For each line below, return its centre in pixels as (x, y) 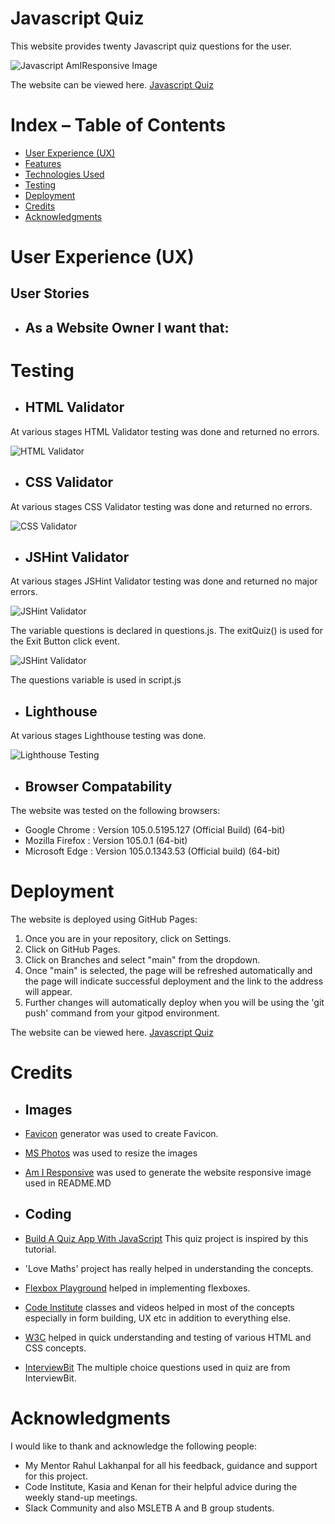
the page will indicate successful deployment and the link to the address (174, 981)
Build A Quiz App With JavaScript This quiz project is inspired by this (166, 1238)
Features (43, 163)
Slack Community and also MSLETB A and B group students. (149, 1508)
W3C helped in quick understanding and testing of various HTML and (168, 1337)
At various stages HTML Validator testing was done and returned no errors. (165, 431)
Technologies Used (64, 174)
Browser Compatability (98, 786)
